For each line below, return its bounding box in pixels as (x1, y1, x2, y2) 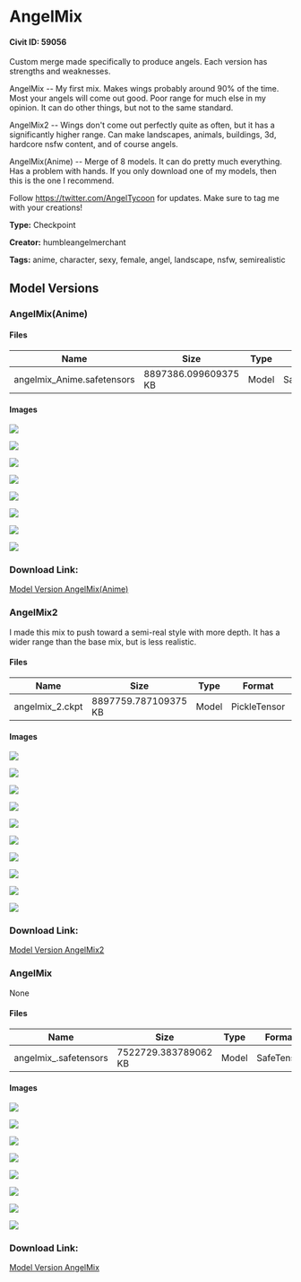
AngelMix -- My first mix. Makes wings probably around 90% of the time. (9, 83, 279, 94)
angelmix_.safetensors (13, 1051, 109, 1064)
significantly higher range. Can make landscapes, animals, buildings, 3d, (9, 129, 277, 140)
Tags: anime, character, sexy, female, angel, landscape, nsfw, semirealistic (9, 254, 287, 266)
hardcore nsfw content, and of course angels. (9, 139, 179, 150)
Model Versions (9, 280, 99, 295)
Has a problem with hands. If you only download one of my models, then (9, 166, 278, 177)
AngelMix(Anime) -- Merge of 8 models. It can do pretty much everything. (9, 156, 282, 167)
